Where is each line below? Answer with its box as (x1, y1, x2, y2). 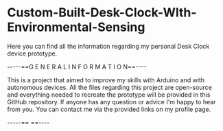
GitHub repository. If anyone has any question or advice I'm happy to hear (7, 97, 216, 106)
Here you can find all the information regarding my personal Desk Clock (7, 42, 210, 50)
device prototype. (7, 49, 58, 58)
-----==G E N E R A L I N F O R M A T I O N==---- (7, 62, 147, 71)
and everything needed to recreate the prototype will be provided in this (7, 91, 211, 99)
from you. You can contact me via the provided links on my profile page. (7, 105, 211, 113)
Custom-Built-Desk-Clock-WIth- (7, 5, 197, 21)
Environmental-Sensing (7, 19, 145, 35)
